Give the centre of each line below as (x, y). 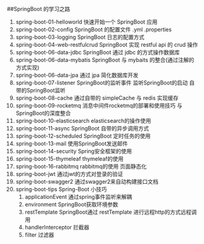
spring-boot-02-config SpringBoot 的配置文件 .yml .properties (94, 30)
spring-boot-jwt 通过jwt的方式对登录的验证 (69, 174)
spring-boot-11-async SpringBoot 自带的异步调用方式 (82, 128)
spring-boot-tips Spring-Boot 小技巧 (61, 189)
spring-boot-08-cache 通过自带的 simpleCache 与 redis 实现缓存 (97, 98)
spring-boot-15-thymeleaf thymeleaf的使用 (69, 159)
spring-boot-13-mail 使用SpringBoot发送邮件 (72, 144)
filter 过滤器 (39, 235)
